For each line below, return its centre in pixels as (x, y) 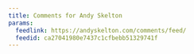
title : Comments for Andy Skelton (66, 15)
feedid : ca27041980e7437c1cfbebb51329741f (87, 38)
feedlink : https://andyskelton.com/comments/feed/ (101, 30)
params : (21, 23)
